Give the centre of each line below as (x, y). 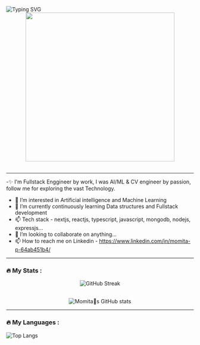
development (31, 213)
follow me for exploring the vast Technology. (61, 188)
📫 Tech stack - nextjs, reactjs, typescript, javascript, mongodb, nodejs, (103, 219)
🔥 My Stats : (24, 271)
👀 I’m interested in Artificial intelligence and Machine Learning (90, 200)
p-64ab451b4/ (32, 249)
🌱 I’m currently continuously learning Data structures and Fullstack (96, 206)
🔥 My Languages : (33, 322)
